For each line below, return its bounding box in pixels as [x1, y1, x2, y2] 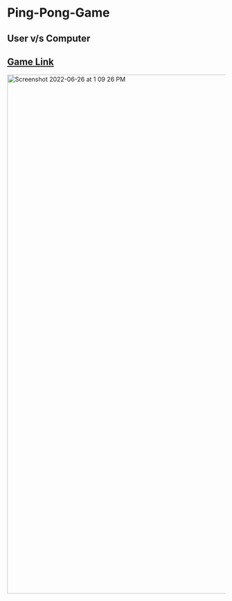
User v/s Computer [7, 33, 91, 44]
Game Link [7, 55, 54, 67]
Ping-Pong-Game [7, 5, 110, 21]
